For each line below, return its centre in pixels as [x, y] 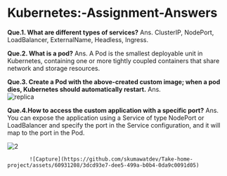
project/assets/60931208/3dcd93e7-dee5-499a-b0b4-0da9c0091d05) [103, 165]
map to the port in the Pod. [46, 133]
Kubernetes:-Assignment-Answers [112, 13]
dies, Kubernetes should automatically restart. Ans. [84, 89]
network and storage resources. [54, 68]
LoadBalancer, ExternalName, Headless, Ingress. [78, 39]
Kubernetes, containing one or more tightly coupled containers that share [113, 60]
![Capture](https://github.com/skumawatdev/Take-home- [111, 159]
